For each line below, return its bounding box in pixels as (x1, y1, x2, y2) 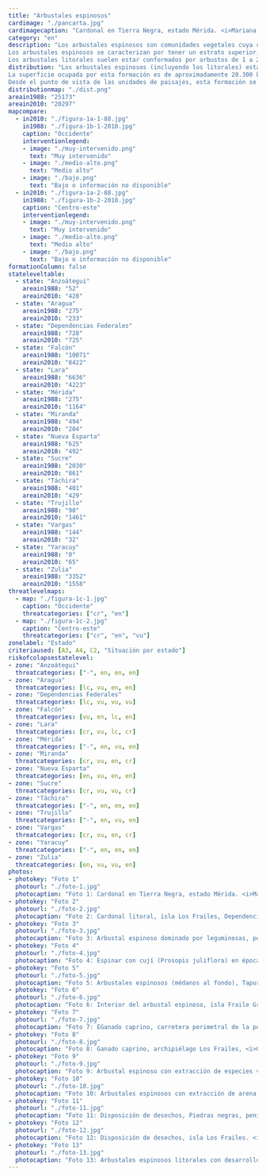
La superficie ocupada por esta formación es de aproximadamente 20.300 (8, 71, 253, 79)
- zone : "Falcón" (8, 706, 66, 714)
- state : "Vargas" (15, 521, 77, 529)
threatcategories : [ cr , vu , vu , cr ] (15, 787, 136, 795)
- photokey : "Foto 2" (8, 897, 80, 905)
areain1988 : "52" (22, 285, 80, 293)
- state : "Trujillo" (15, 499, 83, 507)
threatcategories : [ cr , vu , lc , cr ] (15, 727, 136, 735)
